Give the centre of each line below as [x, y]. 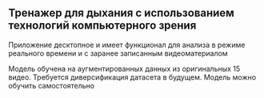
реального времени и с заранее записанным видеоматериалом [118, 53]
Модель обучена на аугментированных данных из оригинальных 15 [124, 69]
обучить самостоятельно [52, 85]
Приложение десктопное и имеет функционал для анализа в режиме [127, 45]
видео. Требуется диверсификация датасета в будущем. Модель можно [132, 77]
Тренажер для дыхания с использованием [121, 13]
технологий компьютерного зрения [102, 26]
